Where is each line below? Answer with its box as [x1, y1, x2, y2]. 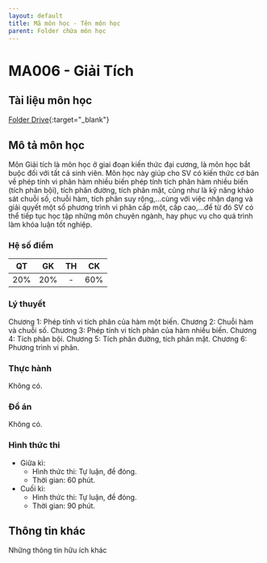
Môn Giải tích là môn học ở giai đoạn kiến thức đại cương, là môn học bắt [8, 160, 251, 169]
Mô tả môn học [8, 138, 85, 152]
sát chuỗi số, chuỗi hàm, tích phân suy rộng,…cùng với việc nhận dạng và [8, 194, 253, 204]
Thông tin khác [8, 524, 86, 538]
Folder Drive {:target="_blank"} [8, 115, 110, 125]
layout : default [8, 11, 63, 20]
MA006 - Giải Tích [8, 61, 135, 80]
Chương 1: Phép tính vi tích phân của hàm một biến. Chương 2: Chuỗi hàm [8, 316, 254, 327]
